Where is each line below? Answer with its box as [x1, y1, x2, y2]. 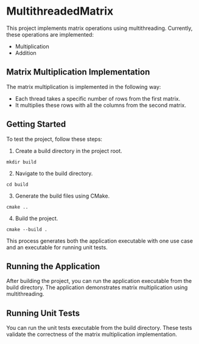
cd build [6, 181, 29, 187]
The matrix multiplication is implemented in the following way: [6, 83, 161, 90]
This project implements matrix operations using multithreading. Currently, [6, 24, 193, 32]
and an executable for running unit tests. [6, 243, 108, 251]
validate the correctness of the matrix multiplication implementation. [6, 331, 178, 338]
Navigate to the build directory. [15, 170, 93, 177]
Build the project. [15, 215, 58, 222]
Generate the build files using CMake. [15, 192, 110, 199]
